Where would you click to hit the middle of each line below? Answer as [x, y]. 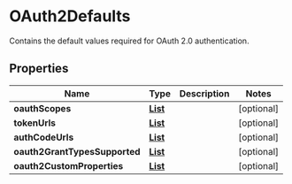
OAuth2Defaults [70, 16]
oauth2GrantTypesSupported [77, 151]
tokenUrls [35, 123]
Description [204, 93]
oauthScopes [42, 108]
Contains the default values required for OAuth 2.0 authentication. [129, 41]
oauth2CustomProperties [69, 165]
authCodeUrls [44, 137]
